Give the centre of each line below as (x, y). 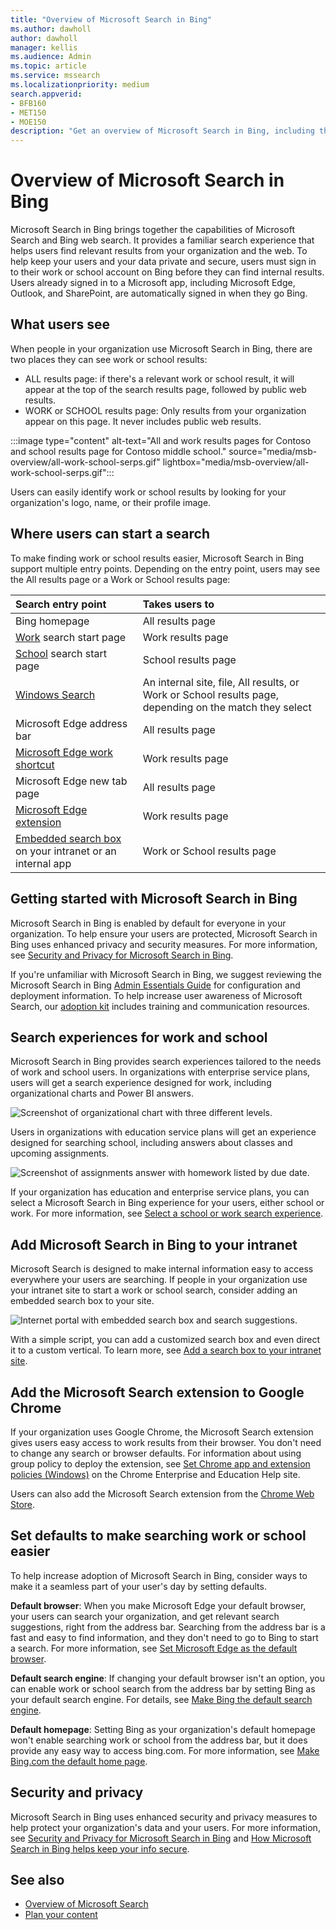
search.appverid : (46, 94)
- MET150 (28, 112)
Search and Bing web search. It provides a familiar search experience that (162, 240)
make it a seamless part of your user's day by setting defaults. (138, 1586)
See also (37, 1879)
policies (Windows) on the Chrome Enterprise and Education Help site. (155, 1474)
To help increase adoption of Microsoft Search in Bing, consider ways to (159, 1575)
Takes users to (178, 604)
